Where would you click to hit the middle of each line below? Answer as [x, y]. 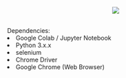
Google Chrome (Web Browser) [61, 67]
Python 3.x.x [34, 45]
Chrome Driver [37, 60]
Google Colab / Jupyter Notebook [64, 38]
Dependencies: [29, 30]
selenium [29, 52]
